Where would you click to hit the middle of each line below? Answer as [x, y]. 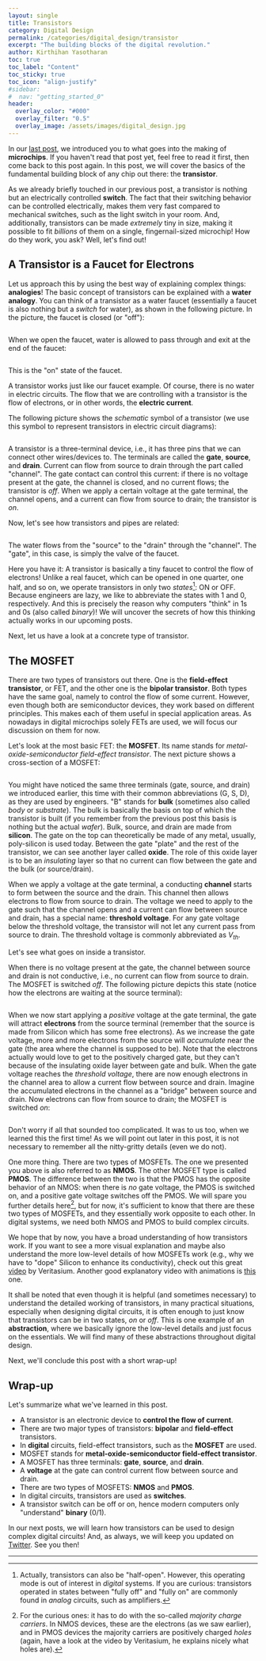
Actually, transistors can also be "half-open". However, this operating [132, 1575]
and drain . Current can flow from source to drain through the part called [126, 465]
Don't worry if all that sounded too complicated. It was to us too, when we [129, 1130]
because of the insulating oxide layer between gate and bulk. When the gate [133, 1065]
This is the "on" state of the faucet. [65, 370]
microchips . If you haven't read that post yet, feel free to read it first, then [129, 157]
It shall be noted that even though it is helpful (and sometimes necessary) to [132, 1295]
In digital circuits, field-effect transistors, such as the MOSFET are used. [138, 1446]
